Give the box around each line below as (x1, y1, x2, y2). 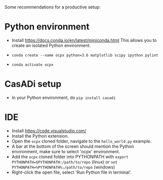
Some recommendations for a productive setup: (4, 4, 101, 10)
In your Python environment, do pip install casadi (11, 95, 116, 100)
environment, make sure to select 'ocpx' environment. (11, 148, 120, 154)
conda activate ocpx (11, 62, 54, 67)
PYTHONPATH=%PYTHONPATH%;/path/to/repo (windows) (11, 164, 115, 170)
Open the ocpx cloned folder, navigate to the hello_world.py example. (11, 138, 152, 144)
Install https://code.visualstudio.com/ (11, 128, 86, 134)
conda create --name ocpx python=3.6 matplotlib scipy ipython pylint (11, 53, 159, 58)
